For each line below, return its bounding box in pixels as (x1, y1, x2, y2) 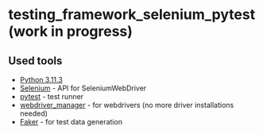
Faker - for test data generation (19, 117, 123, 126)
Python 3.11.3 (19, 75, 64, 84)
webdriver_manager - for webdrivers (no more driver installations (19, 101, 234, 109)
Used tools (8, 54, 63, 67)
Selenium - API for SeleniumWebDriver (19, 83, 147, 93)
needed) (19, 109, 48, 118)
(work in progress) (8, 22, 133, 40)
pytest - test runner (19, 92, 84, 101)
